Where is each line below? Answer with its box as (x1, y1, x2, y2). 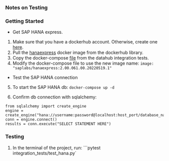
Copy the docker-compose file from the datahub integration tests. (12, 55, 149, 61)
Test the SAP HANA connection (12, 75, 78, 81)
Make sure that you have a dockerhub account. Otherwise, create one (12, 39, 157, 45)
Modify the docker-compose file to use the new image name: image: (12, 60, 154, 67)
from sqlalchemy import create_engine (5, 104, 87, 109)
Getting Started (5, 17, 44, 24)
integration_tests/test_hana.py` (12, 150, 77, 156)
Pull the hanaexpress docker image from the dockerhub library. (12, 49, 143, 56)
